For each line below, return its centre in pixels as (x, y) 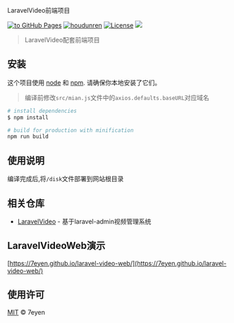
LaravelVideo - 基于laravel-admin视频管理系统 (84, 221)
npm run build (28, 137)
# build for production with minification (70, 130)
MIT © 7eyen (26, 312)
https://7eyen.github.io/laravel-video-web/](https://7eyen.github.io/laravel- (118, 263)
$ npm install (28, 117)
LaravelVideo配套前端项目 (62, 40)
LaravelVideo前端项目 (39, 10)
